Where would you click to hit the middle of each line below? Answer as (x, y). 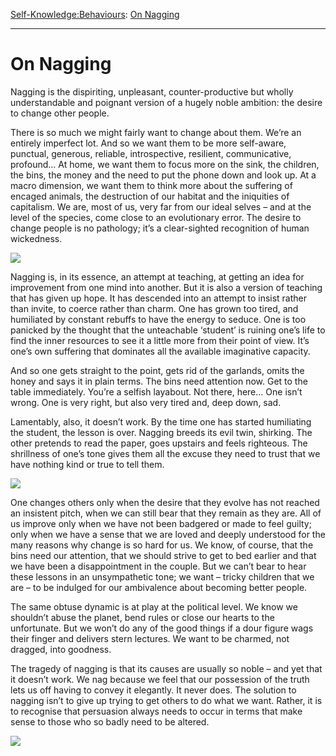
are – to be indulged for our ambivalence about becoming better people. (159, 587)
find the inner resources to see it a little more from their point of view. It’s (160, 340)
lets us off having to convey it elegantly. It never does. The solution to (153, 690)
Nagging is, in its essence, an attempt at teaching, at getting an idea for (157, 276)
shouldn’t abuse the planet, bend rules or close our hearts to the (142, 617)
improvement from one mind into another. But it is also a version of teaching (166, 287)
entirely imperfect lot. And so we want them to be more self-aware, (148, 143)
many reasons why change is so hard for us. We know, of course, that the (162, 545)
